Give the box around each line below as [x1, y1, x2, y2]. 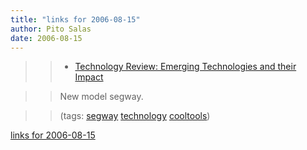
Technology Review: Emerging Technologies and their [74, 61, 297, 73]
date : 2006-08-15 [10, 33, 83, 43]
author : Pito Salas [10, 24, 92, 34]
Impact [74, 71, 104, 83]
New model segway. [59, 91, 144, 103]
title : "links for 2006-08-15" [10, 14, 141, 25]
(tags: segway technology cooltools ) [59, 110, 211, 122]
